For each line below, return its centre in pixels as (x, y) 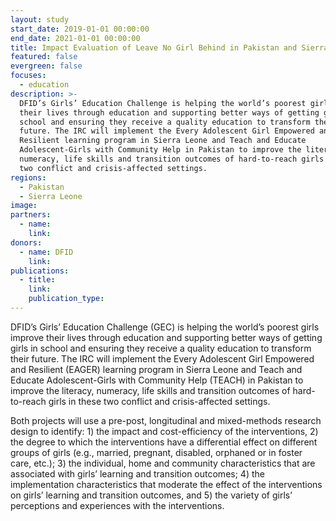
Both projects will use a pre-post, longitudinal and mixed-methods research (166, 420)
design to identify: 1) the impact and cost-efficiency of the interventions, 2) (164, 431)
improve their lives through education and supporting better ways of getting (166, 337)
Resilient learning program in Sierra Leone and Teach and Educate (163, 141)
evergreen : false (46, 66)
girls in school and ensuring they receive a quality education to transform (161, 348)
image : (24, 206)
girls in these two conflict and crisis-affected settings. (159, 401)
